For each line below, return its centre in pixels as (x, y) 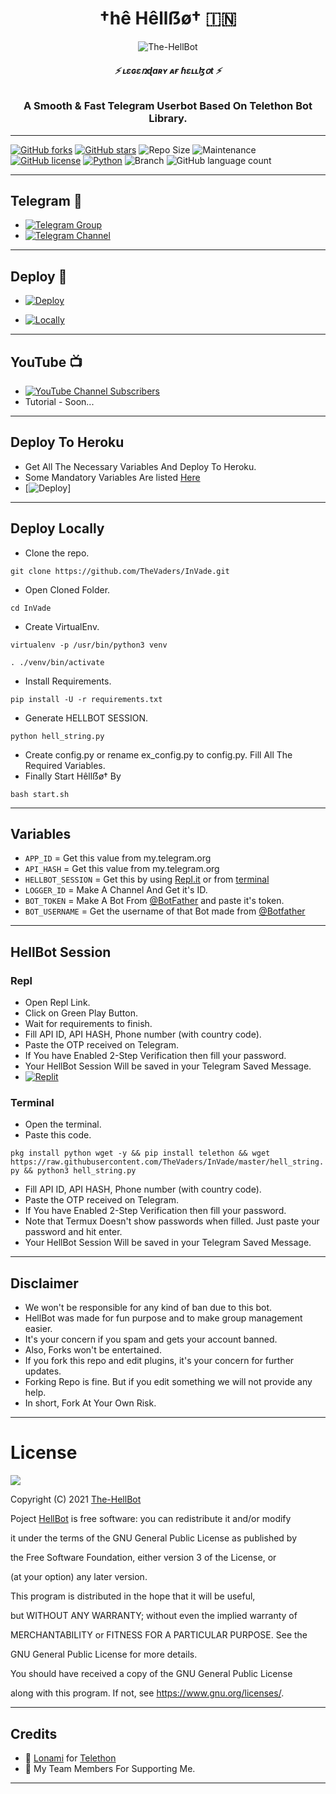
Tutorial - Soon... (59, 401)
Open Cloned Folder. (67, 589)
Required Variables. (65, 765)
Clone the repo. (57, 553)
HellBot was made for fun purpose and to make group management (163, 1318)
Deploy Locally (57, 528)
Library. (168, 119)
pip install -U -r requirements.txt (86, 699)
